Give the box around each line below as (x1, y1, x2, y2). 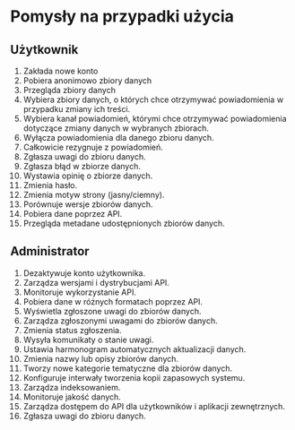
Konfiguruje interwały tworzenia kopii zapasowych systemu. (22, 372, 246, 383)
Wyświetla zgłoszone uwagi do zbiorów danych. (22, 305, 202, 316)
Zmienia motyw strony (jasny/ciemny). (22, 190, 165, 200)
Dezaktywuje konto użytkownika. (22, 267, 146, 279)
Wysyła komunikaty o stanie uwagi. (22, 334, 154, 345)
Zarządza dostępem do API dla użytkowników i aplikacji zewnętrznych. (22, 400, 286, 411)
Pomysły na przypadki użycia (10, 6, 234, 27)
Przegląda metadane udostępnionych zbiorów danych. (22, 218, 225, 228)
